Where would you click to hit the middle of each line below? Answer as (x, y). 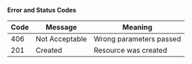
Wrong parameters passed (138, 39)
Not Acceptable (61, 39)
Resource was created (131, 50)
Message (61, 27)
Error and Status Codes (42, 10)
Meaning (137, 27)
